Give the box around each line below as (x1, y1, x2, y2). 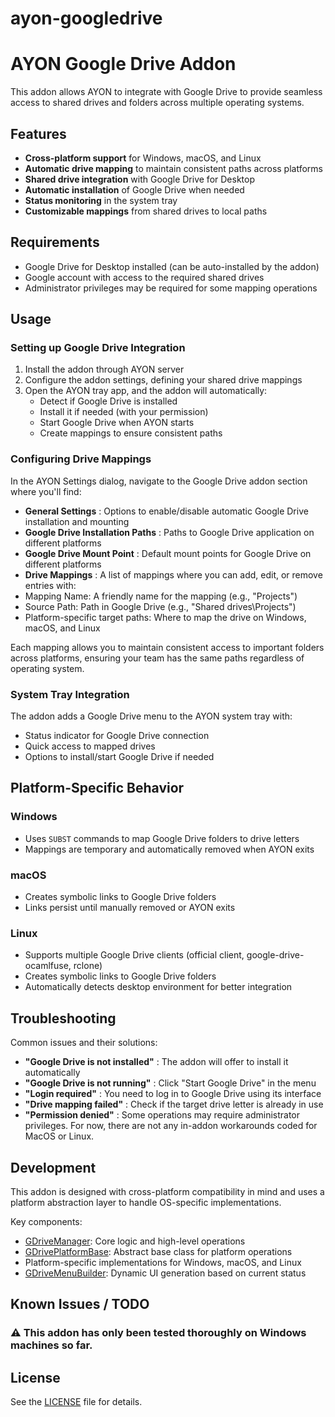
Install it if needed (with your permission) (39, 406, 209, 418)
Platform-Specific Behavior (10, 780, 185, 797)
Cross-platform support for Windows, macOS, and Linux (24, 152, 262, 164)
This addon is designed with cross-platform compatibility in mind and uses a (10, 1185, 325, 1197)
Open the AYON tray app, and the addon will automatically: (24, 385, 268, 397)
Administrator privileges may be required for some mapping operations (24, 282, 318, 294)
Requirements (10, 234, 100, 251)
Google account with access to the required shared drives (24, 271, 265, 283)
